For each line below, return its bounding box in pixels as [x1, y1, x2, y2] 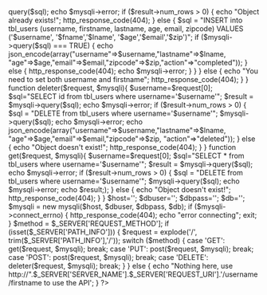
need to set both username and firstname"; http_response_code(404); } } [8, 75, 249, 84]
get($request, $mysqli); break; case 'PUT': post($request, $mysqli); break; [8, 244, 254, 254]
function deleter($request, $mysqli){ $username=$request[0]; [8, 83, 213, 92]
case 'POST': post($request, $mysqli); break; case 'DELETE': [8, 253, 209, 262]
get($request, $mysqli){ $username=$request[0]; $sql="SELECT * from [8, 151, 245, 160]
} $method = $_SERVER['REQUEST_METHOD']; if [8, 218, 170, 228]
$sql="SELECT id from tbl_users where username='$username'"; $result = [8, 92, 254, 101]
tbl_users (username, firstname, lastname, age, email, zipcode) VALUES [8, 24, 244, 33]
